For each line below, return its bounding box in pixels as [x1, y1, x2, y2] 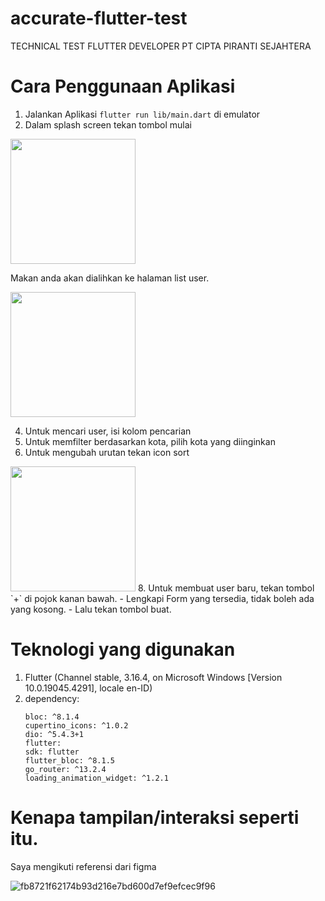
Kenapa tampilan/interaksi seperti [10, 807, 300, 829]
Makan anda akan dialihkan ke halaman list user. [10, 272, 210, 284]
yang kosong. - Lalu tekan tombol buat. [10, 603, 172, 615]
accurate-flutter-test [10, 7, 188, 30]
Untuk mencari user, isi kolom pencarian [24, 425, 192, 437]
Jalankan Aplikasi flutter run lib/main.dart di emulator [24, 108, 261, 120]
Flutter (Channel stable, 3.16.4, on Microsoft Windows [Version [24, 671, 283, 683]
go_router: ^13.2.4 [24, 764, 107, 774]
